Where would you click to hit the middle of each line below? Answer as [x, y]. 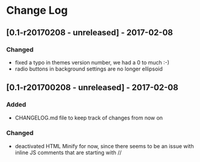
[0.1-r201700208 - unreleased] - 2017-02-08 [92, 88]
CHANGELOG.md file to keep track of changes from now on [89, 118]
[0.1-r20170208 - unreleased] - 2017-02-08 [89, 33]
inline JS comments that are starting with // [68, 152]
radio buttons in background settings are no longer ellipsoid [89, 69]
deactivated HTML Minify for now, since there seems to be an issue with [104, 146]
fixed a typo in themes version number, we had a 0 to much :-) [92, 62]
